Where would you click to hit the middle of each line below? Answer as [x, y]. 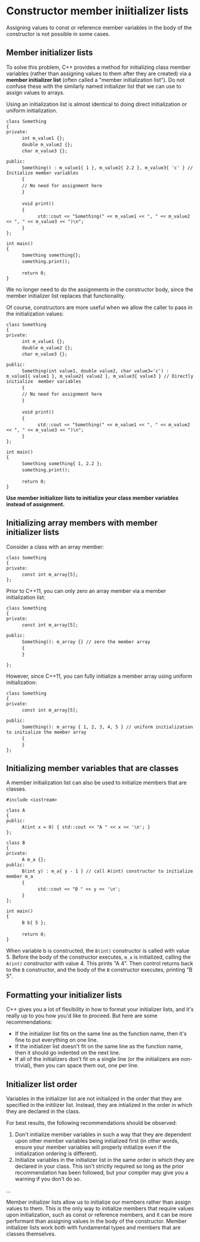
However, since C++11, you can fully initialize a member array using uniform [99, 676]
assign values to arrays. [35, 92]
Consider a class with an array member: [55, 547]
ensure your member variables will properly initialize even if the [93, 1147]
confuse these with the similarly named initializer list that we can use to [94, 86]
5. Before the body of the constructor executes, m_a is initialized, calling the [99, 957]
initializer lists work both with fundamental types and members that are [93, 1227]
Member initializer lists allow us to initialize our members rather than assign [99, 1202]
